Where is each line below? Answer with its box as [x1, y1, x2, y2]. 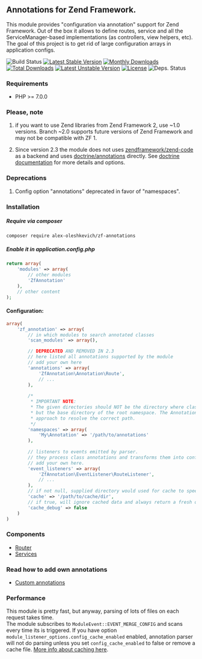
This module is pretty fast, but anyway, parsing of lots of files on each [6, 607, 179, 615]
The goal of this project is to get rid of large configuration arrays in [6, 40, 171, 47]
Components [6, 530, 45, 539]
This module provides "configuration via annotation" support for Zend [6, 20, 179, 28]
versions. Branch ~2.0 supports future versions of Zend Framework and [14, 128, 193, 135]
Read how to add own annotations [6, 565, 108, 574]
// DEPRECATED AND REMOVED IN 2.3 [28, 348, 114, 354]
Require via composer [6, 218, 63, 225]
